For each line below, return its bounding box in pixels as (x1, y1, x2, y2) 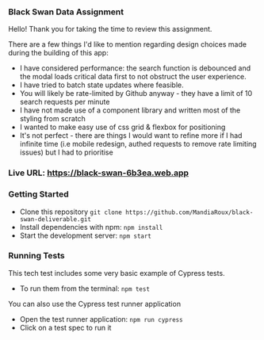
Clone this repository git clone (19, 207, 123, 216)
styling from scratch (19, 114, 86, 124)
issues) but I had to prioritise (19, 147, 113, 157)
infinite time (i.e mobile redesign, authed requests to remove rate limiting (19, 139, 257, 149)
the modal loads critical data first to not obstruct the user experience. (19, 72, 247, 82)
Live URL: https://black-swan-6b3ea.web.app (8, 167, 189, 178)
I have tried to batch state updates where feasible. (19, 80, 184, 90)
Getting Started (8, 189, 69, 200)
